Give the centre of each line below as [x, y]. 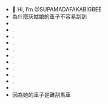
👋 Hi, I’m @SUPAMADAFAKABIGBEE [57, 9]
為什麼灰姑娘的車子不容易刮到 [49, 16]
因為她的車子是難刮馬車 [41, 95]
